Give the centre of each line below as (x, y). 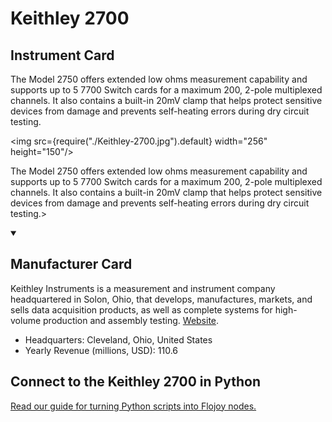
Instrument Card (62, 55)
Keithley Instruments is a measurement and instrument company (143, 288)
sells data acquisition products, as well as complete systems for (141, 309)
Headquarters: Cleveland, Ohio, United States (118, 339)
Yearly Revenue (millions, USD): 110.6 (101, 350)
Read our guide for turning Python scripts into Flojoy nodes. (133, 406)
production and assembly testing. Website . (131, 320)
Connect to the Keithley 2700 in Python (135, 382)
